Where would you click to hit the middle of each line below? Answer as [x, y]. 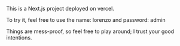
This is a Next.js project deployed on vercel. [60, 9]
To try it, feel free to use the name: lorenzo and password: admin [86, 20]
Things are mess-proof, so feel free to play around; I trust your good [90, 31]
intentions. [19, 37]
